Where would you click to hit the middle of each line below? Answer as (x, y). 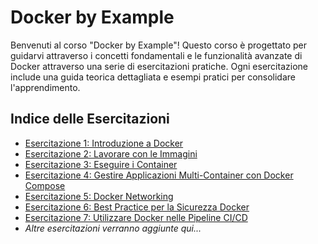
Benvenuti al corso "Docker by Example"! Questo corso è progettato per (159, 45)
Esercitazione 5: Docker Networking (99, 196)
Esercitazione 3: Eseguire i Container (101, 164)
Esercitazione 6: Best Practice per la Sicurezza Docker (137, 207)
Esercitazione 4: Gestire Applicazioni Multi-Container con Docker (159, 175)
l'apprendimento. (45, 87)
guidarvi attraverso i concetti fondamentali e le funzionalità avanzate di (156, 55)
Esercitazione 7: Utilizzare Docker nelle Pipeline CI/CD (136, 217)
